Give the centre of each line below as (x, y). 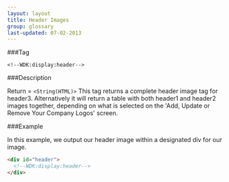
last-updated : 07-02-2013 (44, 33)
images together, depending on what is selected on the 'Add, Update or (109, 106)
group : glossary (30, 26)
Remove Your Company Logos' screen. (63, 113)
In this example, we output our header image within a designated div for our (115, 140)
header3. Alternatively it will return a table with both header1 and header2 (111, 99)
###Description (29, 78)
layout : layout (29, 13)
